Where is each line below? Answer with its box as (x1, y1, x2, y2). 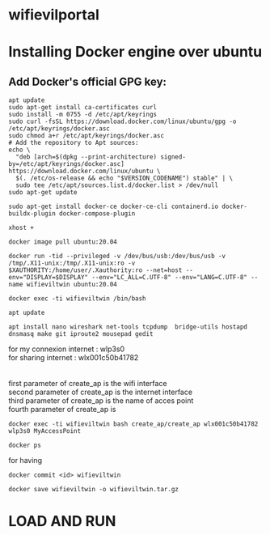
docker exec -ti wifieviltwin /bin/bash (8, 295, 147, 303)
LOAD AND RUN (8, 512, 116, 531)
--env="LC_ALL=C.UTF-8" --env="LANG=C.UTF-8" (91, 274, 248, 282)
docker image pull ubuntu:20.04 (8, 238, 117, 246)
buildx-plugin (8, 210, 57, 218)
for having (8, 456, 43, 465)
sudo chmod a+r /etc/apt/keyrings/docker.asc (8, 132, 164, 140)
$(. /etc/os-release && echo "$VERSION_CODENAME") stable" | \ (15, 174, 233, 183)
